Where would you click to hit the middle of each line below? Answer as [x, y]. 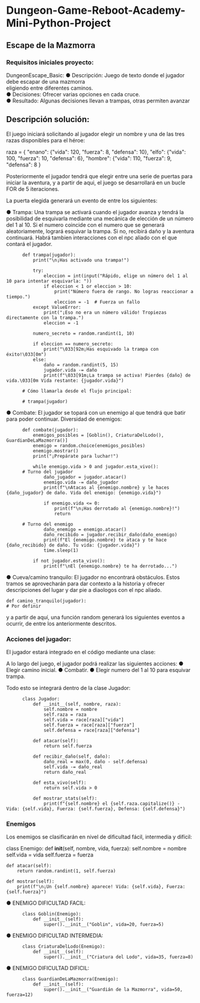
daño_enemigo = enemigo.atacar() [85, 529]
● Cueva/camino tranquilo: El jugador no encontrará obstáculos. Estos [93, 577]
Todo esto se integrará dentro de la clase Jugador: [68, 688]
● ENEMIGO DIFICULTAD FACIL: [46, 903]
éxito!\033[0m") [26, 354]
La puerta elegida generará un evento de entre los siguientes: [82, 200]
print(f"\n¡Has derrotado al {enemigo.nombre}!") [117, 508]
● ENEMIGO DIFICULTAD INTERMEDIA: [55, 936]
